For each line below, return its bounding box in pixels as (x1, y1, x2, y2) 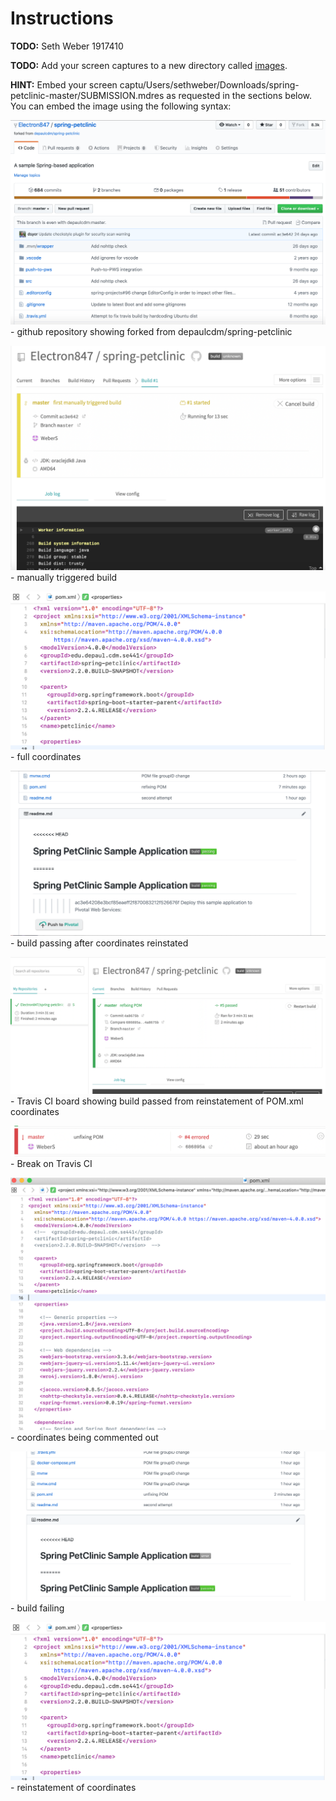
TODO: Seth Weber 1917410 (10, 40, 124, 52)
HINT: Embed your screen (10, 78, 118, 91)
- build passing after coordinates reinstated (10, 937, 189, 949)
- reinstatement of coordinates (10, 1782, 137, 1794)
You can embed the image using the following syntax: (10, 100, 232, 112)
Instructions (10, 7, 114, 30)
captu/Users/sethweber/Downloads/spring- (119, 78, 300, 91)
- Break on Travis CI (10, 1157, 93, 1169)
